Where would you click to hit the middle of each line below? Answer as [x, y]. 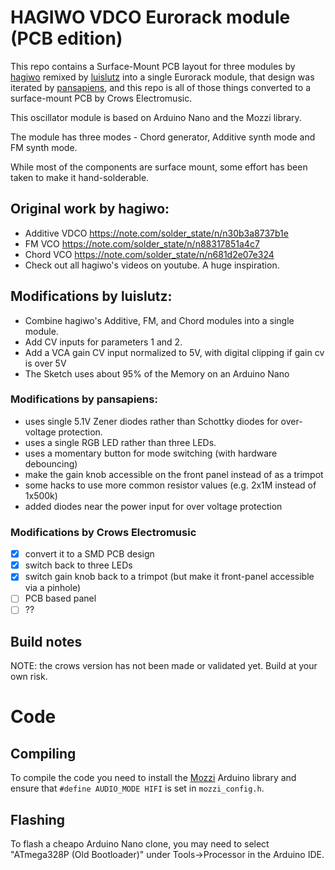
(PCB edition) [66, 38]
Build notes [46, 641]
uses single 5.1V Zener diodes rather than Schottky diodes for [151, 421]
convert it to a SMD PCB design [89, 554]
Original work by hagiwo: [90, 209]
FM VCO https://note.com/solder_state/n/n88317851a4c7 [142, 243]
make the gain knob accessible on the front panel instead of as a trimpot [174, 474]
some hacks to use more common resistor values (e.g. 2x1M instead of [170, 485]
